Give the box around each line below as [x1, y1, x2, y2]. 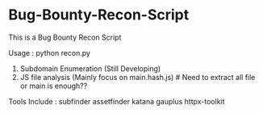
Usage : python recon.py [8, 48, 91, 57]
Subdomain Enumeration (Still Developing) [19, 63, 161, 74]
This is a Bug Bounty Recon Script [8, 32, 122, 42]
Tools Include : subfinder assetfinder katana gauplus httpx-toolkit [8, 96, 225, 106]
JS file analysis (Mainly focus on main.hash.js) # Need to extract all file [19, 72, 256, 82]
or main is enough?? [19, 81, 88, 91]
